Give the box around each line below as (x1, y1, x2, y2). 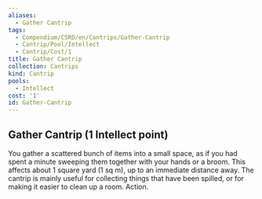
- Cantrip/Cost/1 (15, 48, 72, 56)
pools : (8, 77, 30, 85)
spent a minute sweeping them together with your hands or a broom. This (8, 157, 246, 166)
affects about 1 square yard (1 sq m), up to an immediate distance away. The (8, 165, 254, 175)
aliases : (8, 11, 37, 20)
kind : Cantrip (8, 70, 55, 78)
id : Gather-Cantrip (8, 99, 72, 107)
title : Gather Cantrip (8, 56, 82, 63)
